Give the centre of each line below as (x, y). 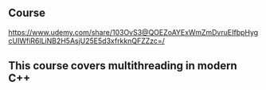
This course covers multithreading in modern (123, 66)
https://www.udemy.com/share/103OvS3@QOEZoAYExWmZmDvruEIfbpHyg (133, 32)
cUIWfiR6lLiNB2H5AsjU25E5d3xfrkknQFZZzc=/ (87, 41)
